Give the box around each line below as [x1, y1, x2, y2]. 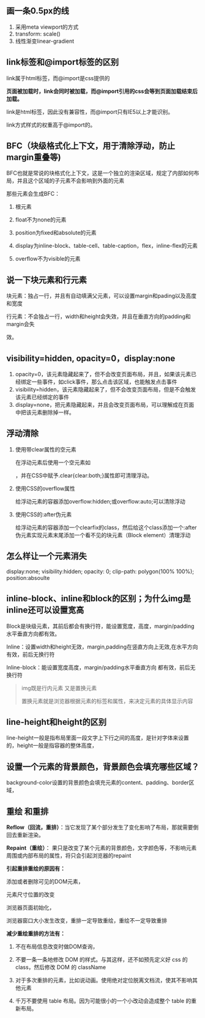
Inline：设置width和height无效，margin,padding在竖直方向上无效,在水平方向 [6, 643, 198, 650]
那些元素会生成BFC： [6, 190, 60, 198]
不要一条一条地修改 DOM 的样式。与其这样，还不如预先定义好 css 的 [15, 956, 188, 963]
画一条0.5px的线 [6, 6, 69, 17]
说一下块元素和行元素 [6, 275, 87, 285]
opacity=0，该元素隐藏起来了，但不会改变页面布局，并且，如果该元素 [15, 371, 192, 378]
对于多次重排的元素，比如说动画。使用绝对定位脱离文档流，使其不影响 [15, 976, 193, 984]
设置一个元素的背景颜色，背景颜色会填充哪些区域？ [6, 761, 199, 772]
